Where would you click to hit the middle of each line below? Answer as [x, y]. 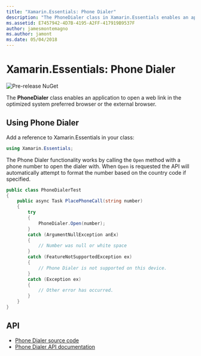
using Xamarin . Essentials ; [40, 148]
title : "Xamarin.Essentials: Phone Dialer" [61, 12]
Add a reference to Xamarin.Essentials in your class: [70, 137]
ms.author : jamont [29, 34]
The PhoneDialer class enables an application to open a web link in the [94, 97]
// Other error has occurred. [76, 291]
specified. [19, 179]
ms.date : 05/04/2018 [32, 40]
